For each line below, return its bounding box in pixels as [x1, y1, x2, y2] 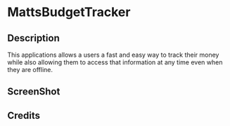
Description [7, 32, 60, 44]
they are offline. [7, 66, 53, 73]
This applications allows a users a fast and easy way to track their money [7, 50, 219, 59]
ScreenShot [7, 85, 60, 98]
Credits [7, 109, 41, 121]
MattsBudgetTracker [7, 4, 131, 20]
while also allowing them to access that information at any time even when [7, 58, 223, 66]
